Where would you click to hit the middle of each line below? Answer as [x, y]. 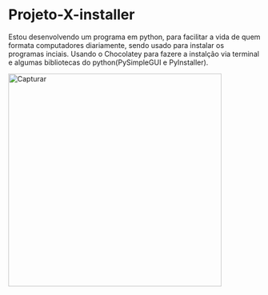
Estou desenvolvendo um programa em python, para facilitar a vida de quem [134, 37]
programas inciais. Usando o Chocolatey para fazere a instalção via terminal [134, 54]
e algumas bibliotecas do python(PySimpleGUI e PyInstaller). [108, 62]
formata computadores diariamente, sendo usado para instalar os [116, 45]
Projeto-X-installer [72, 15]
